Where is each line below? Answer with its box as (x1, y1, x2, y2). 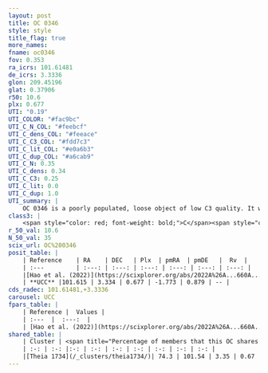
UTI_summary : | (8, 197, 59, 205)
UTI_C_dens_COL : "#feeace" (8, 130, 98, 138)
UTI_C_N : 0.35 (8, 160, 56, 168)
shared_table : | (8, 330, 62, 339)
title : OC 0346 (8, 19, 59, 27)
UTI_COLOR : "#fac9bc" (8, 116, 81, 124)
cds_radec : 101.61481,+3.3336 (8, 286, 109, 294)
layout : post (8, 11, 52, 20)
